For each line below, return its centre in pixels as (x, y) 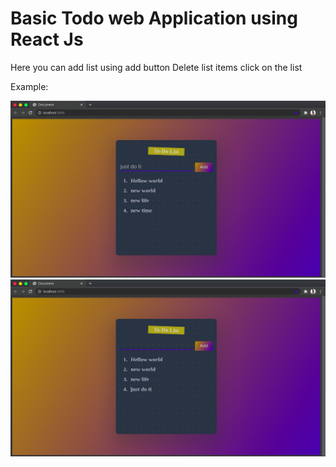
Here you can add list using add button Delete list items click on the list (156, 67)
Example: (29, 86)
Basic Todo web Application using (154, 18)
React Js (47, 39)
